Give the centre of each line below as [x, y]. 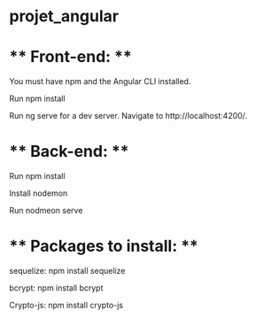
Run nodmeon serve [46, 211]
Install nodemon [39, 193]
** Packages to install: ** [104, 246]
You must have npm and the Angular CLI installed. [100, 82]
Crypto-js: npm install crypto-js [66, 305]
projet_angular [64, 16]
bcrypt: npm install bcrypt [56, 288]
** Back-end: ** [69, 152]
